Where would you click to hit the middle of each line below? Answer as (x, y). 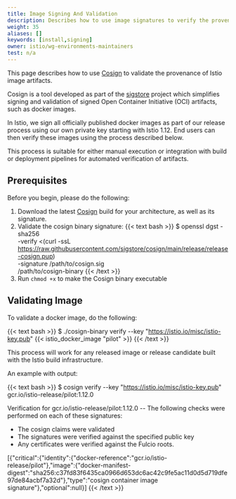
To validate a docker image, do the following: (72, 318)
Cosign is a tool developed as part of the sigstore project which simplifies (113, 94)
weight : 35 (23, 27)
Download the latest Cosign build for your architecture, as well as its (116, 211)
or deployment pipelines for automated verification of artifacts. (98, 158)
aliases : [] (25, 33)
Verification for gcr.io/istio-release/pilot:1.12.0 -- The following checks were (116, 408)
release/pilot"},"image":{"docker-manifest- (69, 465)
